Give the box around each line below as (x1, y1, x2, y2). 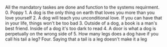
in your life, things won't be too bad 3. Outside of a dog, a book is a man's (5, 20, 157, 26)
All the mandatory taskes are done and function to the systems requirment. (5, 4, 160, 10)
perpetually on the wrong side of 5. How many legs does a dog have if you (5, 31, 158, 36)
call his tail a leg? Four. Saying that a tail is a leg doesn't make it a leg (5, 36, 147, 42)
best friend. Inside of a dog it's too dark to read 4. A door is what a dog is (5, 25, 156, 31)
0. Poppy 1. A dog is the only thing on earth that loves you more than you (5, 9, 155, 15)
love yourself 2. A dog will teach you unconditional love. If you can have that (5, 15, 162, 20)
